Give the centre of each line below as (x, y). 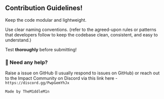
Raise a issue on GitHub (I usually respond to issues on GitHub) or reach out (82, 73)
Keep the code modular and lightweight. (46, 20)
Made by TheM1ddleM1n (27, 92)
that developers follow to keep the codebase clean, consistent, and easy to (82, 34)
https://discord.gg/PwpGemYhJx (37, 83)
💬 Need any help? (26, 62)
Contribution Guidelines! (44, 8)
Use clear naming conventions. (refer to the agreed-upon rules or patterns (81, 30)
